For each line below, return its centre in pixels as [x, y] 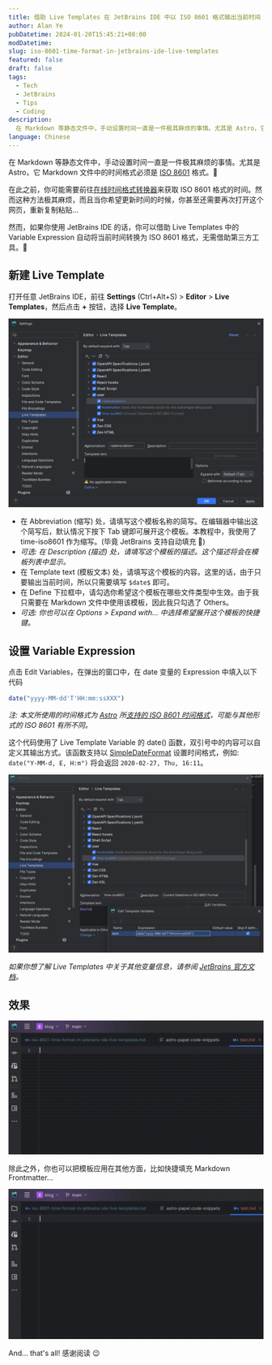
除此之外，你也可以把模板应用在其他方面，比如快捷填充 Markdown [119, 1169]
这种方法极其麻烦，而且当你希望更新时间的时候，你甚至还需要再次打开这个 [139, 200]
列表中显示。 [49, 562]
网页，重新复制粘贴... [44, 209]
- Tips [27, 103]
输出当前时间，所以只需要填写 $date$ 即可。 [100, 582]
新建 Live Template [57, 276]
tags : [17, 77]
